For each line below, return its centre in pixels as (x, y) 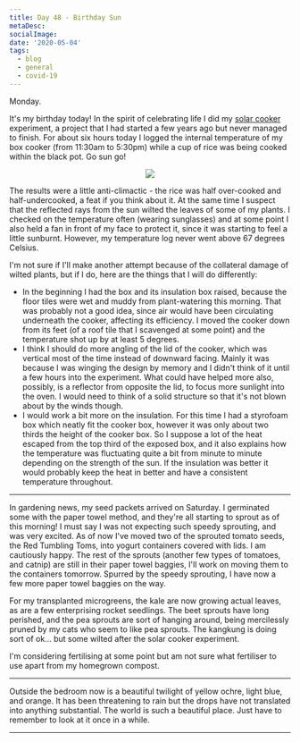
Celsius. (24, 248)
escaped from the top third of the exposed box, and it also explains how (154, 443)
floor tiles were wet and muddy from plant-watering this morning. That (151, 301)
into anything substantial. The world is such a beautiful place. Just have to (146, 710)
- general (35, 68)
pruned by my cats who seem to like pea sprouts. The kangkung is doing (143, 629)
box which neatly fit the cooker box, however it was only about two (146, 425)
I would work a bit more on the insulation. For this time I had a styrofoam (155, 415)
